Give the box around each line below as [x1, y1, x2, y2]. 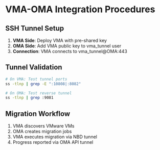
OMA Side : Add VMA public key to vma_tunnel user [12, 43, 122, 49]
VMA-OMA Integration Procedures [5, 4, 155, 15]
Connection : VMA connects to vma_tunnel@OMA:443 [12, 48, 128, 54]
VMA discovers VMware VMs [12, 123, 75, 129]
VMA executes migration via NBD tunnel [12, 134, 97, 140]
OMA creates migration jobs [12, 129, 72, 135]
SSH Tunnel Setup [5, 24, 64, 33]
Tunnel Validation [5, 63, 62, 72]
